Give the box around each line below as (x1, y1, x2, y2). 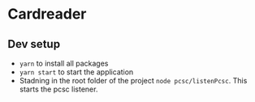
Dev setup (7, 37, 61, 51)
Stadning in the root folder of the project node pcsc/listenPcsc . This (19, 76, 248, 85)
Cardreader (7, 5, 87, 23)
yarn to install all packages (19, 58, 109, 68)
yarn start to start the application (19, 67, 134, 77)
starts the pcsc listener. (19, 84, 98, 94)
